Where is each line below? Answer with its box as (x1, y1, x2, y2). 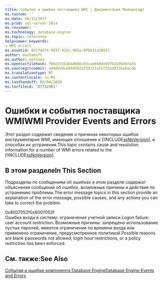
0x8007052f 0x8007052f (5, 209, 55, 215)
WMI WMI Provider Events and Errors (5, 115, 157, 127)
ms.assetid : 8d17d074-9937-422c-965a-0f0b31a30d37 (5, 48, 110, 53)
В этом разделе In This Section (5, 166, 101, 174)
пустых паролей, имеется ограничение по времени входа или (5, 225, 135, 231)
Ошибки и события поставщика (5, 105, 141, 116)
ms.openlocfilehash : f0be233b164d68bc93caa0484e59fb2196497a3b (5, 61, 136, 66)
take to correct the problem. (5, 200, 61, 206)
